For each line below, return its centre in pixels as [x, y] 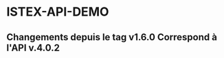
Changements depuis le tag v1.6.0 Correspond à [112, 37]
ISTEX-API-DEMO [58, 12]
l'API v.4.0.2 [33, 47]
